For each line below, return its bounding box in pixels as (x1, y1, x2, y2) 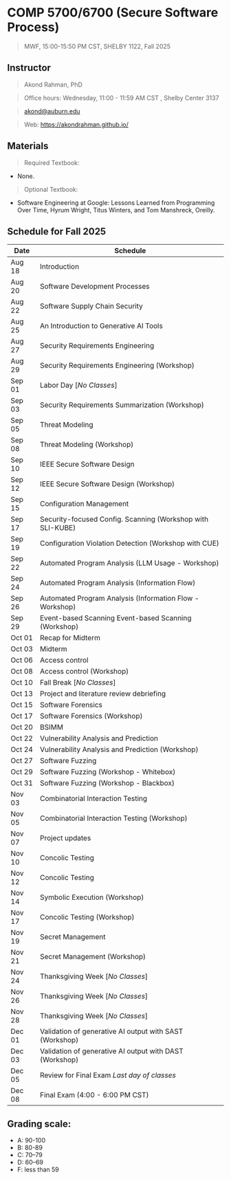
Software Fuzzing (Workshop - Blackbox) (40, 778, 175, 788)
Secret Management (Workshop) (40, 952, 146, 962)
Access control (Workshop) (40, 667, 129, 676)
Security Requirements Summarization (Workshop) (40, 400, 205, 410)
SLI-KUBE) (40, 523, 76, 533)
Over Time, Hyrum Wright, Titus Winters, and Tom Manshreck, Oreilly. (16, 206, 215, 214)
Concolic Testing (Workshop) (40, 912, 135, 922)
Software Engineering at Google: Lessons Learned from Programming (16, 198, 215, 207)
